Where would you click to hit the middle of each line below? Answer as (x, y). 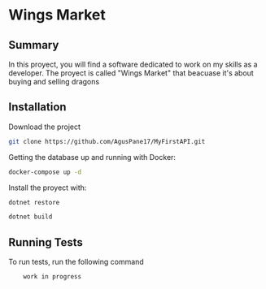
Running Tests (46, 242)
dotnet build (31, 217)
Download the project (45, 127)
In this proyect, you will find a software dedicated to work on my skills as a (133, 64)
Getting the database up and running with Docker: (92, 157)
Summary (34, 45)
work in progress (52, 277)
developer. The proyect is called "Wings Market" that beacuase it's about (131, 73)
